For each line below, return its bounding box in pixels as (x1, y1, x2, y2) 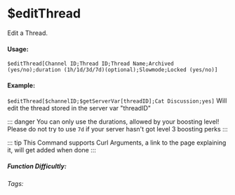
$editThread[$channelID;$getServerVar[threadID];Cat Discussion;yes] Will (7, 96, 227, 105)
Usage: (7, 45, 29, 53)
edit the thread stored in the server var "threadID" (7, 104, 152, 113)
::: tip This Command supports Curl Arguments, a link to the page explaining (7, 138, 227, 147)
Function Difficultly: (7, 161, 67, 170)
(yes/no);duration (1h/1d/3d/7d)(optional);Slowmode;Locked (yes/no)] (7, 66, 218, 73)
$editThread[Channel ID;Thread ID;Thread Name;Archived (7, 60, 174, 68)
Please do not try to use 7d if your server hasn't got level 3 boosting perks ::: (7, 125, 228, 133)
